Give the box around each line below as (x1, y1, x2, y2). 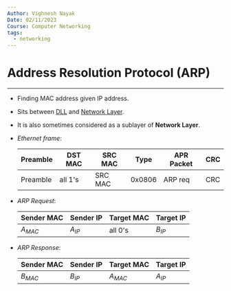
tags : (7, 29, 23, 36)
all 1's (59, 175, 79, 185)
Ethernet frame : (16, 135, 62, 143)
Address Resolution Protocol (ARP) (7, 65, 211, 81)
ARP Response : (16, 244, 61, 252)
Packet (169, 159, 193, 169)
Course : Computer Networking (7, 23, 91, 30)
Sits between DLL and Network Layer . (16, 108, 124, 116)
